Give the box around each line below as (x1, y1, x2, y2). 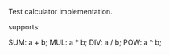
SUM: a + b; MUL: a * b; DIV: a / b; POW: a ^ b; (8, 37, 163, 47)
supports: (8, 22, 40, 31)
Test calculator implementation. (8, 7, 113, 16)
